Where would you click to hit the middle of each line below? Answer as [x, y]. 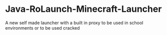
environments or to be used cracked [42, 28]
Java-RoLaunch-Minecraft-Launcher [83, 9]
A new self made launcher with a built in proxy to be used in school [74, 23]
